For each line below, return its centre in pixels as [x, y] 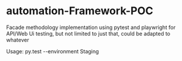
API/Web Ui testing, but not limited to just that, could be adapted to [88, 33]
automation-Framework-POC [80, 11]
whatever [18, 40]
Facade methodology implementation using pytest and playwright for [91, 27]
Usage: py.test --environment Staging [53, 51]
